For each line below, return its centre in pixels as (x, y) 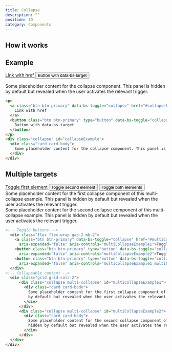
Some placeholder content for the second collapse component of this (79, 210)
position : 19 (19, 19)
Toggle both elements (122, 187)
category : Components (28, 24)
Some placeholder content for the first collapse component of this (75, 193)
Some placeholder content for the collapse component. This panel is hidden (85, 86)
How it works (27, 45)
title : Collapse (23, 10)
